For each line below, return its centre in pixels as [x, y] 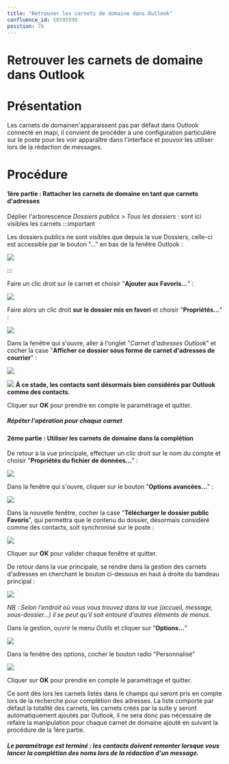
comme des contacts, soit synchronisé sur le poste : [81, 528]
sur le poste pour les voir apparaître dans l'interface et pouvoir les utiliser [110, 139]
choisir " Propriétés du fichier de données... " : [72, 460]
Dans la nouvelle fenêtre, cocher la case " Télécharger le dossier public [108, 513]
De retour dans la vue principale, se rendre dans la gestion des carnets [107, 567]
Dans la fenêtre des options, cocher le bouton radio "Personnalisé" [101, 654]
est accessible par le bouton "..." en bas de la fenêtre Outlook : [95, 244]
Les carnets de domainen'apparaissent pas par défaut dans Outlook [103, 125]
